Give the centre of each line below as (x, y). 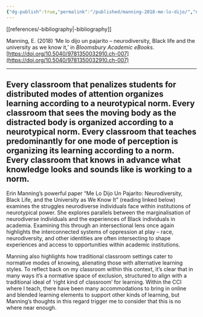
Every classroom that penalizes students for (91, 85)
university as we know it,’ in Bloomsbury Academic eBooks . (80, 47)
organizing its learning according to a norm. (90, 151)
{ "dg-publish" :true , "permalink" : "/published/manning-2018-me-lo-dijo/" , (100, 12)
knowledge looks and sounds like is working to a (99, 170)
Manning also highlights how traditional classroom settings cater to (90, 257)
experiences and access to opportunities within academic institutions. (93, 245)
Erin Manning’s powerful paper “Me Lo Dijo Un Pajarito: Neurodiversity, (95, 193)
